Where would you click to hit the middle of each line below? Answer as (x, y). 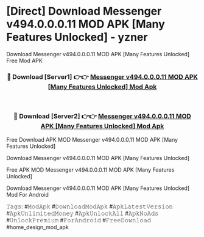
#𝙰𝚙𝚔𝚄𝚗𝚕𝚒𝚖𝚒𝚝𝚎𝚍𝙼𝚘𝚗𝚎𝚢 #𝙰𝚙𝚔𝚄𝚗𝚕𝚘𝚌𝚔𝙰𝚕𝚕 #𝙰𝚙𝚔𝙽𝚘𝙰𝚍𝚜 (83, 213)
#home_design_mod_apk (37, 227)
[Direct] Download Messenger (84, 11)
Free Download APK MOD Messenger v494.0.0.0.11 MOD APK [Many (92, 139)
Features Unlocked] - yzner (77, 37)
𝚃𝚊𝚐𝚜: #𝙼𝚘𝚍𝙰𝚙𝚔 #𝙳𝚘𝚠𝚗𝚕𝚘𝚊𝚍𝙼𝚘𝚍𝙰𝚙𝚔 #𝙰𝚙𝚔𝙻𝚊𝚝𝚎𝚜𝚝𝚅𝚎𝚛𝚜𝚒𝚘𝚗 (90, 206)
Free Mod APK (24, 60)
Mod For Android (27, 194)
